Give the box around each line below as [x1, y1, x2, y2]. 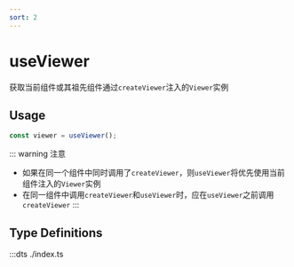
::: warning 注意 [9, 148, 67, 160]
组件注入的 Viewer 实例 [21, 178, 101, 189]
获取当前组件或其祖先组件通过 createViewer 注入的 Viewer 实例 [9, 82, 229, 92]
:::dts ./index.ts [9, 249, 64, 260]
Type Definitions [9, 225, 103, 240]
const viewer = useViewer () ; [9, 131, 117, 140]
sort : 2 [9, 12, 38, 22]
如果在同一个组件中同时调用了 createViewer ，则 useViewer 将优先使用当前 [21, 168, 286, 178]
